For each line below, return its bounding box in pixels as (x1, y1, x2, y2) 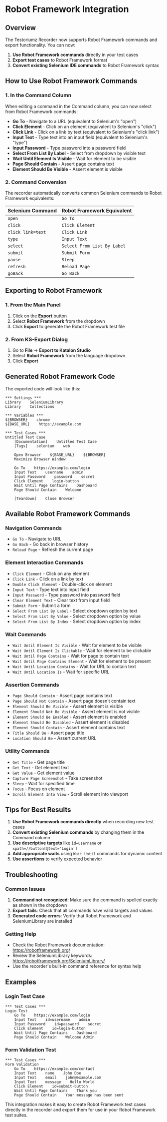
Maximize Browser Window (14, 456, 66, 461)
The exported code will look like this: (5, 385, 81, 391)
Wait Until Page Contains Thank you (14, 1088, 97, 1093)
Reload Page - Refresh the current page (12, 546, 93, 552)
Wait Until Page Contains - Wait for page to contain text (12, 653, 129, 659)
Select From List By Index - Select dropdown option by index (12, 618, 141, 624)
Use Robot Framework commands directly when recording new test (12, 819, 154, 825)
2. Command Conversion (5, 179, 67, 186)
